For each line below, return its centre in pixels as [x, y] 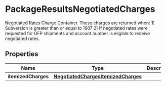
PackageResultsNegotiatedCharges [80, 9]
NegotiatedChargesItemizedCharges [98, 76]
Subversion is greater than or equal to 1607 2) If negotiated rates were [77, 28]
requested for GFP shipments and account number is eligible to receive [78, 33]
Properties [22, 54]
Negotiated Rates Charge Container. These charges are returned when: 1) [80, 23]
